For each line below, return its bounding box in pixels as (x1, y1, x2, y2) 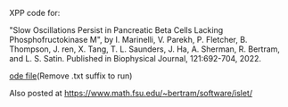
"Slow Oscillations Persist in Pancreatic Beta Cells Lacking (9, 25, 224, 35)
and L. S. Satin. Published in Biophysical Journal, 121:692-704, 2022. (9, 53, 261, 63)
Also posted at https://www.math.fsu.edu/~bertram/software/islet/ (9, 88, 252, 98)
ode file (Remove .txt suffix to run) (9, 70, 133, 81)
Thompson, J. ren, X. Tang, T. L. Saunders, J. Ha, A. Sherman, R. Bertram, (9, 44, 281, 54)
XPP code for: (9, 8, 61, 18)
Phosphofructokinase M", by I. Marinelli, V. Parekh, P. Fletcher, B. (9, 35, 248, 45)
